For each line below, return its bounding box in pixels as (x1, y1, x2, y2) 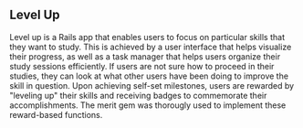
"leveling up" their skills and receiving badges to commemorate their (9, 90, 267, 101)
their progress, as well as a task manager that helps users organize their (9, 50, 281, 62)
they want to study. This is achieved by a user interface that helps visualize (9, 41, 292, 52)
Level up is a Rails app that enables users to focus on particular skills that (9, 31, 286, 42)
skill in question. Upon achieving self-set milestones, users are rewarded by (9, 80, 295, 91)
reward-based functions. (9, 109, 103, 120)
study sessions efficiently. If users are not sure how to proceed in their (9, 60, 275, 71)
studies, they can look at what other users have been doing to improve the (9, 70, 289, 81)
